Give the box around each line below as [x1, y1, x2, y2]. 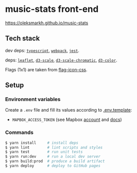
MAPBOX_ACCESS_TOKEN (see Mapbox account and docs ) [12, 116, 122, 122]
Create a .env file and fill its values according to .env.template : [5, 107, 133, 113]
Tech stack [5, 34, 40, 43]
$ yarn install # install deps [5, 140, 79, 145]
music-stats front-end [5, 3, 99, 15]
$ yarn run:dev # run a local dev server [5, 154, 100, 159]
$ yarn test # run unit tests [5, 150, 83, 155]
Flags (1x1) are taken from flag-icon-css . [5, 66, 88, 72]
